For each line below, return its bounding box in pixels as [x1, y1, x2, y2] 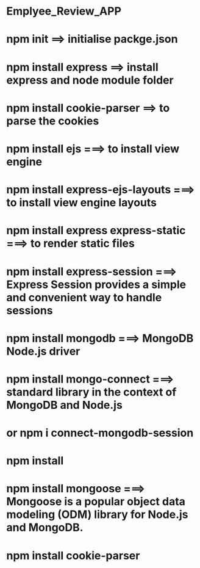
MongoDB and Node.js [6, 398, 123, 412]
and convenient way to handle [6, 290, 162, 304]
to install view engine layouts [6, 196, 157, 210]
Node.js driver [6, 344, 80, 358]
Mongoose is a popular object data [6, 495, 186, 509]
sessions [6, 303, 53, 317]
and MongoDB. [6, 520, 84, 534]
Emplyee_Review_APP [6, 4, 122, 18]
